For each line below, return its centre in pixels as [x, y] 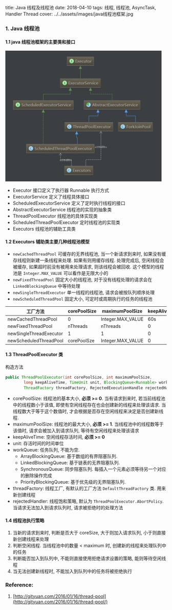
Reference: [19, 585]
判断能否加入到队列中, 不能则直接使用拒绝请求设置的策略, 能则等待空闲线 [89, 559]
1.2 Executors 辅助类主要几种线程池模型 [47, 242]
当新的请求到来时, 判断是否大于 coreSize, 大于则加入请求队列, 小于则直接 [89, 533]
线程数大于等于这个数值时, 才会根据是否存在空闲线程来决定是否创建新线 [88, 411]
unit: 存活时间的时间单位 [38, 443]
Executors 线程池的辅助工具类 [44, 229]
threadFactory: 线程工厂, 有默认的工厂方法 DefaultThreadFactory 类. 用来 [89, 488]
